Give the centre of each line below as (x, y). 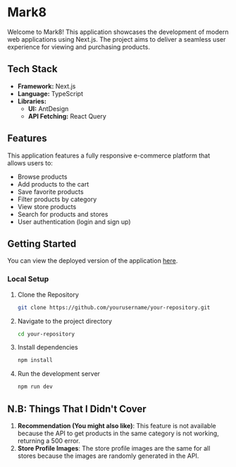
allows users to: (30, 162)
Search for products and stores (63, 214)
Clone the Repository (48, 295)
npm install (35, 360)
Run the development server (59, 374)
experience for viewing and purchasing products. (79, 47)
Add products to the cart (53, 184)
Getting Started (42, 243)
